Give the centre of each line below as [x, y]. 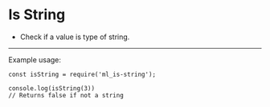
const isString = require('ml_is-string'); [82, 74]
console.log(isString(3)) [51, 88]
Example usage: [35, 59]
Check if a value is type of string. [75, 37]
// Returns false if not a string [66, 95]
